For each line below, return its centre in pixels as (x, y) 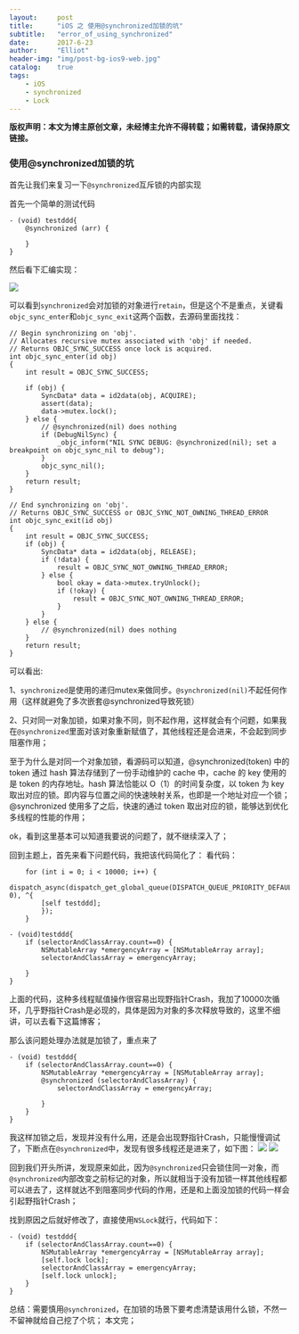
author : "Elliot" (49, 51)
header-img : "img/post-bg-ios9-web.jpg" (85, 59)
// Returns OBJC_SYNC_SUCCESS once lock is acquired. (111, 349)
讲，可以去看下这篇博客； (56, 1021)
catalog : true (41, 68)
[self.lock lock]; (75, 1260)
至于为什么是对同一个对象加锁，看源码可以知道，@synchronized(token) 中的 (149, 761)
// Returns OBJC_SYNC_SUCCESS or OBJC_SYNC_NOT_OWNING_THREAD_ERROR (139, 513)
